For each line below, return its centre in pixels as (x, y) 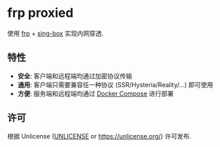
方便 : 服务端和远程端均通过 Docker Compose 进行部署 (96, 94)
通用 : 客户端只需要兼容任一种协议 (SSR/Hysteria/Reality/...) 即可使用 (115, 84)
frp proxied (40, 13)
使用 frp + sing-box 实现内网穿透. (56, 33)
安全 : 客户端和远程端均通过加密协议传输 (75, 76)
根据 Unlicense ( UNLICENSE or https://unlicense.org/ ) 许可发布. (99, 136)
